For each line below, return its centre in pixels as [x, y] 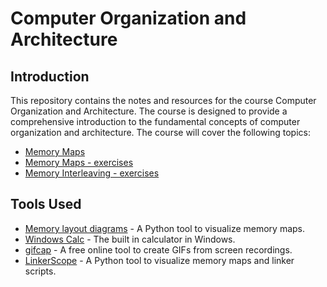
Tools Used [46, 204]
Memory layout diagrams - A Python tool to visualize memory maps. [165, 228]
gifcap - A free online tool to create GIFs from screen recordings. [158, 249]
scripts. [40, 271]
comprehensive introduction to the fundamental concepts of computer [155, 121]
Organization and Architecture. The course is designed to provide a [149, 111]
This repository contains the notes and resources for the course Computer [163, 100]
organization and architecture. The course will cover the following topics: [160, 132]
